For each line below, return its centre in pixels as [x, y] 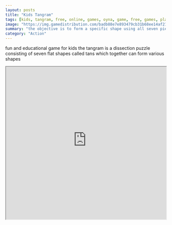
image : [12, 24]
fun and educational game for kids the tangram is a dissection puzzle [78, 48]
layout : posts [20, 10]
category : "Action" [26, 34]
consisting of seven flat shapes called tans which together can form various [85, 53]
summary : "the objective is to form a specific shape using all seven [82, 29]
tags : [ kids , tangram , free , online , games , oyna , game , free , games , [82, 19]
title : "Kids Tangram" [29, 15]
